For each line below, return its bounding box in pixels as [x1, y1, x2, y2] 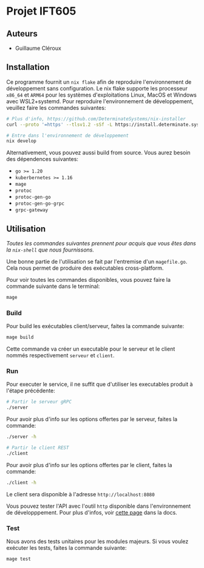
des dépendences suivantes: [6, 156, 79, 163]
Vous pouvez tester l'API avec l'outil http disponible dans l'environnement [6, 502, 191, 510]
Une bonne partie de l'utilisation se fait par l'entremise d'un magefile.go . [6, 258, 188, 265]
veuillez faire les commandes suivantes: [6, 104, 106, 111]
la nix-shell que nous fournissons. [6, 246, 94, 253]
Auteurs [6, 29, 38, 39]
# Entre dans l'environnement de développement [6, 132, 129, 139]
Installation [6, 62, 50, 72]
